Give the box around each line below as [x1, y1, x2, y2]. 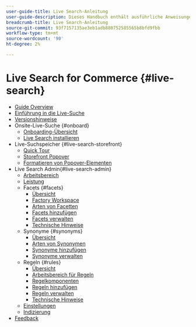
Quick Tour [23, 147, 50, 154]
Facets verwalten [32, 215, 74, 222]
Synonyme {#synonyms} [23, 228, 83, 235]
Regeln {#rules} [23, 259, 61, 266]
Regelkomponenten [32, 277, 79, 284]
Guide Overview [14, 103, 54, 110]
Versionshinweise [14, 115, 57, 123]
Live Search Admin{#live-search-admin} [14, 165, 112, 173]
